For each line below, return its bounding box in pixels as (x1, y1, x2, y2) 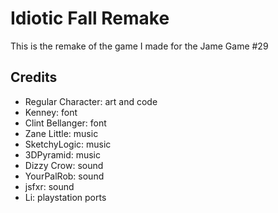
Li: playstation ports (24, 191, 107, 203)
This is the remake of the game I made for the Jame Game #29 (10, 40, 269, 52)
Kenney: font (24, 106, 78, 118)
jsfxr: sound (24, 180, 75, 192)
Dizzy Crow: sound (24, 159, 104, 171)
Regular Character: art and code (24, 95, 158, 107)
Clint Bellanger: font (24, 117, 107, 129)
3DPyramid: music (24, 148, 102, 161)
